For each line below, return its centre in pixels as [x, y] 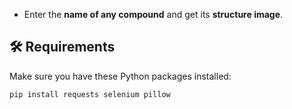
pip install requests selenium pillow [90, 94]
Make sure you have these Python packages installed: [120, 76]
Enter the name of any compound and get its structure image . [153, 14]
